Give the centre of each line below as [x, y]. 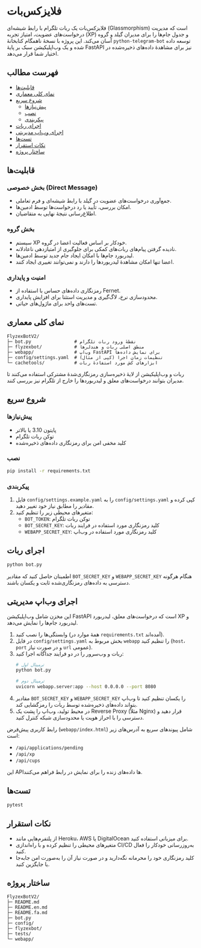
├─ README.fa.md [27, 913]
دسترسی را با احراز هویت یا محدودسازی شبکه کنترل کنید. [80, 717]
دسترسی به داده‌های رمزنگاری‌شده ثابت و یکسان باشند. [69, 582]
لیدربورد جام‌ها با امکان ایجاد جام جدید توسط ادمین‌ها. [75, 255]
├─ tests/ [19, 934]
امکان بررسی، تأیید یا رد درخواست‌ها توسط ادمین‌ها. [73, 207]
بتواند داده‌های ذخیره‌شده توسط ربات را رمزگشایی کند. [76, 705]
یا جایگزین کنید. [32, 864]
